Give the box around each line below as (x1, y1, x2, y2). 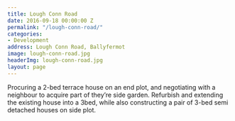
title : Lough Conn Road (7, 10, 78, 18)
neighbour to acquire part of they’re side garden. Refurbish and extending (7, 90, 224, 99)
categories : (7, 30, 43, 38)
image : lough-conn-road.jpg (7, 51, 91, 58)
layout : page (7, 63, 46, 70)
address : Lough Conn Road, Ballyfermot (7, 43, 126, 51)
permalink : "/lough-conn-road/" (7, 23, 103, 31)
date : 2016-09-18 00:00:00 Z (7, 17, 94, 24)
